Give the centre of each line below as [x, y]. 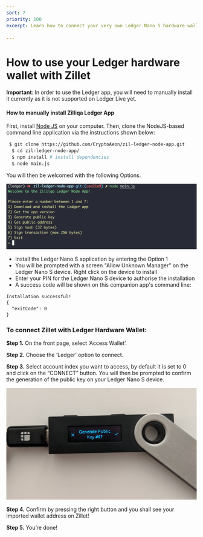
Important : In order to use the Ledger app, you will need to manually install [99, 92]
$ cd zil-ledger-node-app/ [46, 151]
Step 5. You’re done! [32, 528]
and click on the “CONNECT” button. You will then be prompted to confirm [99, 373]
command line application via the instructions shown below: [81, 133]
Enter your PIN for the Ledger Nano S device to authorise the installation [105, 278]
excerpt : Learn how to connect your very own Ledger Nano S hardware [96, 25]
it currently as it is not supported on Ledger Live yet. [72, 99]
